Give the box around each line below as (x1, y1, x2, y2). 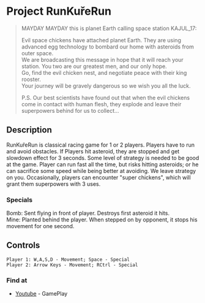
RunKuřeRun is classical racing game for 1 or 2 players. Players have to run (6, 141, 195, 148)
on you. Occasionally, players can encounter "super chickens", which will (6, 174, 191, 181)
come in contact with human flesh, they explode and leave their (21, 100, 182, 108)
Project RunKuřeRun (6, 4, 112, 18)
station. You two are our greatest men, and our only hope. (21, 63, 167, 70)
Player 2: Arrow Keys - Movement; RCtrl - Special (6, 262, 138, 268)
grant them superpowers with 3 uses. (6, 180, 101, 188)
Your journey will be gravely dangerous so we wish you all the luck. (21, 82, 191, 90)
